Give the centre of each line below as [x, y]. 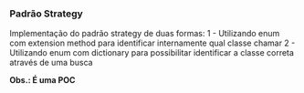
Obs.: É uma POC [42, 80]
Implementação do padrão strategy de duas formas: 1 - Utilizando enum [145, 34]
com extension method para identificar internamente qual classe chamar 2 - [152, 43]
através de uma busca [51, 63]
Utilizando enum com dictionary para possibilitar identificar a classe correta [152, 53]
